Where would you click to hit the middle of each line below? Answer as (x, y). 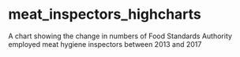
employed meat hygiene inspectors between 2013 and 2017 (105, 44)
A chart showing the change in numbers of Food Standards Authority (120, 36)
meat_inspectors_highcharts (105, 14)
